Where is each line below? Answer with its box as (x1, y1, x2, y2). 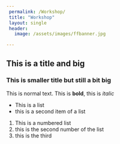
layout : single (8, 20, 47, 26)
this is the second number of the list (14, 125, 104, 133)
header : (8, 25, 28, 32)
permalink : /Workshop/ (8, 8, 66, 15)
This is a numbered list (14, 119, 71, 126)
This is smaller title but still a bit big (6, 76, 112, 84)
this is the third (14, 132, 52, 139)
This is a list (14, 101, 45, 108)
